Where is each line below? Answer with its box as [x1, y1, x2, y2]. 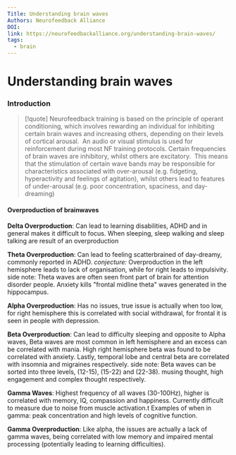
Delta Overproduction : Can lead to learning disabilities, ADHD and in [7, 222, 208, 230]
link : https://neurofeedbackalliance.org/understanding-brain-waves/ [7, 30, 216, 37]
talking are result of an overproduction [7, 236, 119, 245]
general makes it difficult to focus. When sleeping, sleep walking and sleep [7, 229, 225, 237]
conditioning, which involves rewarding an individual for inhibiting [24, 122, 215, 131]
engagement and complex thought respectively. [7, 375, 147, 383]
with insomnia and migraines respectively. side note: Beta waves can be [7, 360, 216, 368]
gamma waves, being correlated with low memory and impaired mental [7, 432, 213, 441]
